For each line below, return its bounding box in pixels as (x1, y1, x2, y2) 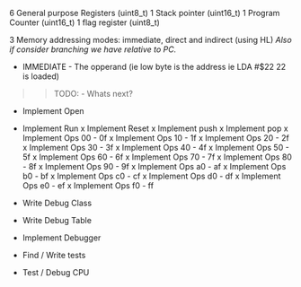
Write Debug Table (22, 215, 93, 225)
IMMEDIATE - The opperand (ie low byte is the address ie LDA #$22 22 (22, 62, 286, 72)
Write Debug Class (22, 197, 93, 208)
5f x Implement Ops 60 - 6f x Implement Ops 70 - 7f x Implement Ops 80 (22, 152, 292, 162)
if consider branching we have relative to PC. (9, 44, 177, 55)
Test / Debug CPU (22, 267, 90, 277)
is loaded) (22, 71, 60, 82)
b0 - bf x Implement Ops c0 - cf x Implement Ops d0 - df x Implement (22, 170, 281, 181)
